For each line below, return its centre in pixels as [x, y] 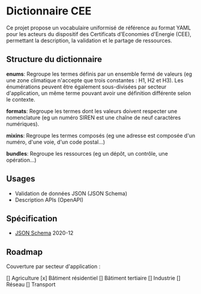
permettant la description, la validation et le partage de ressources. [89, 40]
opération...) [22, 160]
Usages [21, 179]
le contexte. [21, 99]
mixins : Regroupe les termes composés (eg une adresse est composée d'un [101, 135]
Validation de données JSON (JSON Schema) [71, 193]
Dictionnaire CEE [49, 11]
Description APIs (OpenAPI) [49, 200]
